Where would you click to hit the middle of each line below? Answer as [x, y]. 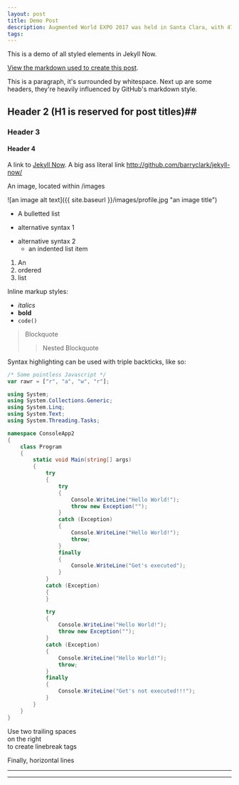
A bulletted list [39, 214]
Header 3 [24, 132]
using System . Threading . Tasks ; [54, 421]
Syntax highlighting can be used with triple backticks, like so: [97, 362]
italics [26, 305]
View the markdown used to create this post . [73, 68]
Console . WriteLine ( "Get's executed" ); [128, 566]
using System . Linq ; [36, 407]
